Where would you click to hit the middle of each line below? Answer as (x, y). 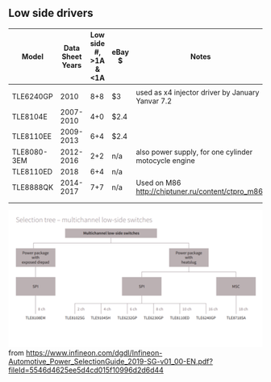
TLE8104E (30, 116)
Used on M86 (158, 183)
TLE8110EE (32, 136)
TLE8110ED (32, 171)
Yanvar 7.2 (154, 101)
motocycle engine (165, 160)
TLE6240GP (33, 97)
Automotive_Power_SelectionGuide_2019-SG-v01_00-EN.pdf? (111, 362)
